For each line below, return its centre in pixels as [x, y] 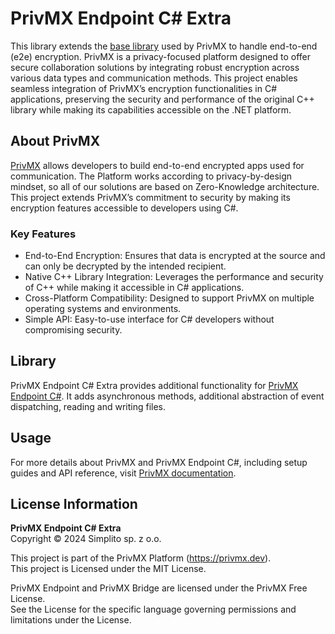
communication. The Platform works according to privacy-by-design [151, 176]
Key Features [43, 234]
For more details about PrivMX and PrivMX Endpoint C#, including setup [159, 462]
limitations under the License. [71, 620]
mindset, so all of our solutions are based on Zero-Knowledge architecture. [165, 186]
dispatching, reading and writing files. [88, 406]
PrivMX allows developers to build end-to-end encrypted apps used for [157, 165]
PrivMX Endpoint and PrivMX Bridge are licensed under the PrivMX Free [159, 588]
